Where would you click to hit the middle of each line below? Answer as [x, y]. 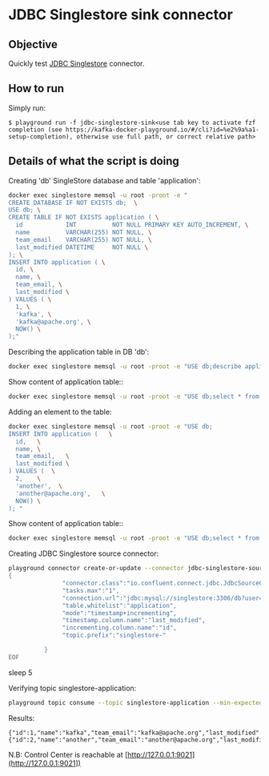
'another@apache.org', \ [60, 493]
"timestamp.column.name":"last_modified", [134, 621]
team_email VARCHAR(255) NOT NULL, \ [84, 239]
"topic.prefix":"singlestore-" [114, 635]
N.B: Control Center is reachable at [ [68, 754]
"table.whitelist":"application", [120, 605]
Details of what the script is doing [94, 161]
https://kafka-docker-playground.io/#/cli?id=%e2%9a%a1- [163, 130]
